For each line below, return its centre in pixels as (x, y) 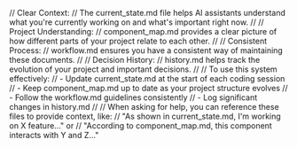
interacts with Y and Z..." (54, 135)
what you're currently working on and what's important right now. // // (137, 22)
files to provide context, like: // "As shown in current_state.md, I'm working (145, 116)
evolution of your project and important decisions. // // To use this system (143, 69)
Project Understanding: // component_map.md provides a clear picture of (143, 31)
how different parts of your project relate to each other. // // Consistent (138, 41)
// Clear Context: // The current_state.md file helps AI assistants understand (148, 13)
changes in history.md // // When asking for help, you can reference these (144, 107)
